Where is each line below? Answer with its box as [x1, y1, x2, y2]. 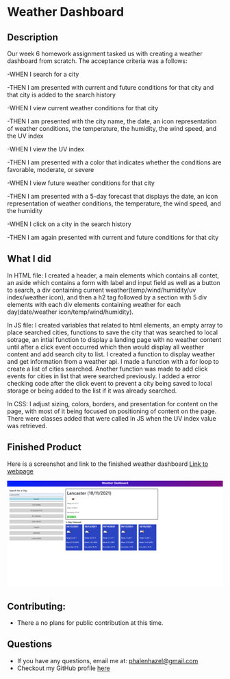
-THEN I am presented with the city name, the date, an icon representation [7, 117, 217, 125]
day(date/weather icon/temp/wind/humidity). [7, 308, 134, 316]
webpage [7, 467, 34, 475]
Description [7, 32, 58, 43]
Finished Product [7, 441, 82, 453]
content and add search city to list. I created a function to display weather [7, 350, 216, 358]
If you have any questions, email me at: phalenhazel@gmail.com [16, 656, 199, 665]
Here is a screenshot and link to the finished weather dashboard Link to [7, 460, 209, 468]
